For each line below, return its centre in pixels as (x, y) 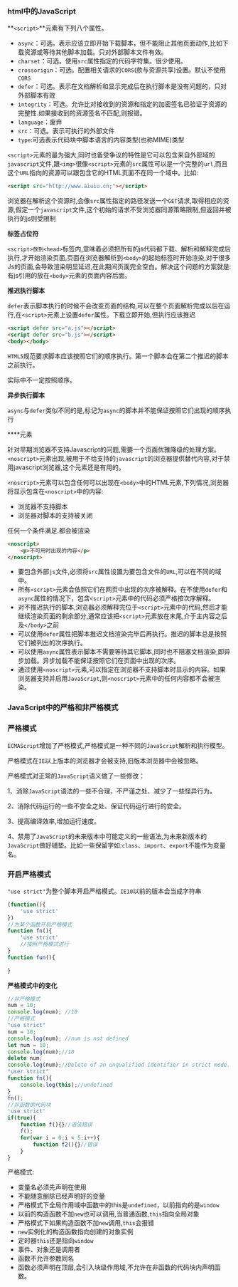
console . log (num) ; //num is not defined (68, 1038)
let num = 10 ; (28, 1045)
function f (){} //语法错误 (56, 1125)
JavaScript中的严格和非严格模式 (63, 708)
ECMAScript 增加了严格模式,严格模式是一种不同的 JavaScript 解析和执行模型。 (118, 745)
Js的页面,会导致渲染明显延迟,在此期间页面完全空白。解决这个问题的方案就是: (119, 267)
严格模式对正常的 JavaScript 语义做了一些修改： (76, 776)
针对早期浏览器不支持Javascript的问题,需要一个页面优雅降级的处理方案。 (114, 449)
